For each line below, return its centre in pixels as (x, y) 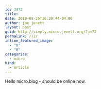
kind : (10, 63)
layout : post (18, 27)
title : (12, 14)
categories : (17, 54)
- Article (19, 68)
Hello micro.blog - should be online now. (45, 81)
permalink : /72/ (21, 37)
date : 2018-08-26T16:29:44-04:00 (39, 18)
